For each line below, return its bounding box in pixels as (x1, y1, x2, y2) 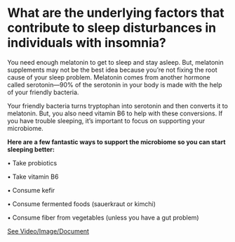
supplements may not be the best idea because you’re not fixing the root (7, 65, 217, 74)
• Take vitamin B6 (7, 172, 59, 181)
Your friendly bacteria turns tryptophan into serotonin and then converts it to (7, 101, 228, 110)
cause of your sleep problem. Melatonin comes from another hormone (7, 72, 210, 82)
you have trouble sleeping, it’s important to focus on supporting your (7, 116, 206, 125)
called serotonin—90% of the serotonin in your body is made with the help (7, 80, 222, 89)
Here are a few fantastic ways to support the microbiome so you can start (7, 137, 226, 146)
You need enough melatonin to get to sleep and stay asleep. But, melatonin (7, 58, 224, 66)
